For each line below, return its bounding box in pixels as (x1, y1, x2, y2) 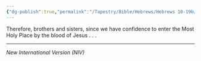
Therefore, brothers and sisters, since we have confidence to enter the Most (6, 25, 194, 32)
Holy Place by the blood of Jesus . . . (6, 31, 97, 39)
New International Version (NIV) (6, 48, 85, 56)
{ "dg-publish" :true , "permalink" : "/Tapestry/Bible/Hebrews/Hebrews (6, 8, 175, 15)
